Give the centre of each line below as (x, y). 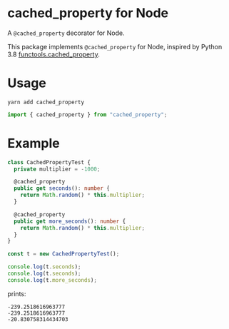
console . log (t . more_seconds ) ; (52, 280)
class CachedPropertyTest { (49, 162)
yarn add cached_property (46, 102)
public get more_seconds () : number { (70, 221)
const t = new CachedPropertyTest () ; (63, 254)
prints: (17, 293)
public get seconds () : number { (62, 188)
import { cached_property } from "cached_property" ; (87, 115)
